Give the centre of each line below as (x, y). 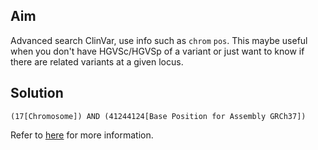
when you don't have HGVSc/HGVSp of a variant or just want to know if (157, 51)
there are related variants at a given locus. (97, 61)
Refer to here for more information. (82, 135)
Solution (37, 93)
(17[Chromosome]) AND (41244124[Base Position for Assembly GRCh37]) (158, 116)
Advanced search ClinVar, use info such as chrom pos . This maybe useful (159, 40)
